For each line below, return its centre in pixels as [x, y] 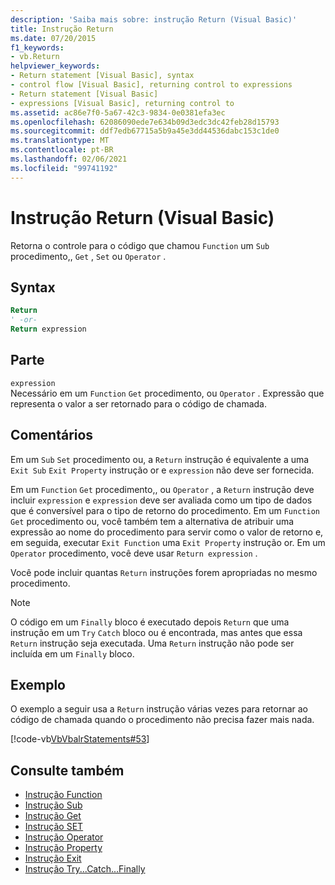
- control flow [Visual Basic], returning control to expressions [151, 85]
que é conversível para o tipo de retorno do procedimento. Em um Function [165, 510]
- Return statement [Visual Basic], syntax [102, 76]
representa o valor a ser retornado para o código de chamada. [138, 403]
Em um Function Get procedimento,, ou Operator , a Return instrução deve [162, 489]
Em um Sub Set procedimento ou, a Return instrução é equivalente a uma [160, 459]
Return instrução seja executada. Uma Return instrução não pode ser [152, 643]
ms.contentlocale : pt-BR [62, 150]
